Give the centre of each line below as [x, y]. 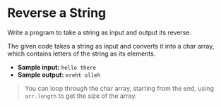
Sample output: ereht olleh [59, 75]
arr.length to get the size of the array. [80, 96]
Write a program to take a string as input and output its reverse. [100, 32]
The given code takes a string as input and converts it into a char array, [111, 46]
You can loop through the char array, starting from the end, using [119, 88]
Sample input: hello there [57, 67]
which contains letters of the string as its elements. [82, 53]
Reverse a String [57, 13]
